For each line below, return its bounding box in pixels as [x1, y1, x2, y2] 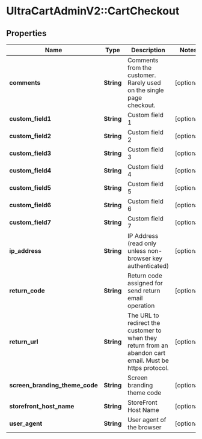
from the [127, 64, 152, 71]
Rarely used [127, 79, 161, 86]
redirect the [127, 319, 161, 327]
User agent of [127, 416, 167, 424]
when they [127, 334, 158, 342]
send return [127, 286, 161, 295]
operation [127, 301, 155, 310]
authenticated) [127, 262, 170, 270]
